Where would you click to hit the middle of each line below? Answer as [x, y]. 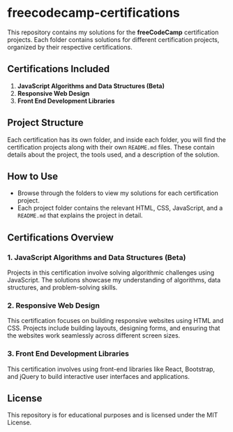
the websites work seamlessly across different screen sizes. [94, 336]
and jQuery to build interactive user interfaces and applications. [99, 376]
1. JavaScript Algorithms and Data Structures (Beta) [97, 257]
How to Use [33, 176]
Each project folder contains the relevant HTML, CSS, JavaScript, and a [120, 208]
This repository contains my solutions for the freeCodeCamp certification [113, 32]
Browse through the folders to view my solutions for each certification [118, 193]
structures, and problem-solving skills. [62, 287]
